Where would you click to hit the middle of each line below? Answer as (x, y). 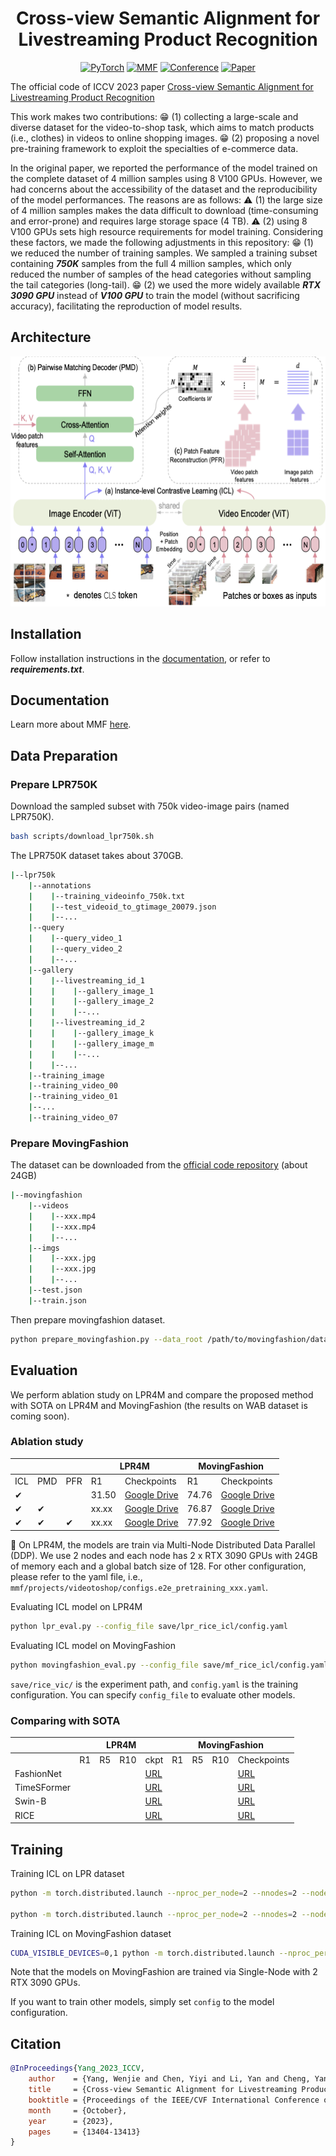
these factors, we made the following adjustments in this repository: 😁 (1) (162, 242)
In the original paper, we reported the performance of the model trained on (164, 168)
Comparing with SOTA (65, 1720)
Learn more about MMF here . (71, 724)
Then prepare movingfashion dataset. (88, 1319)
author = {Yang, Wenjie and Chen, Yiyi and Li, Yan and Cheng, (169, 2079)
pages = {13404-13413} (84, 2132)
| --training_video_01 (73, 1097)
